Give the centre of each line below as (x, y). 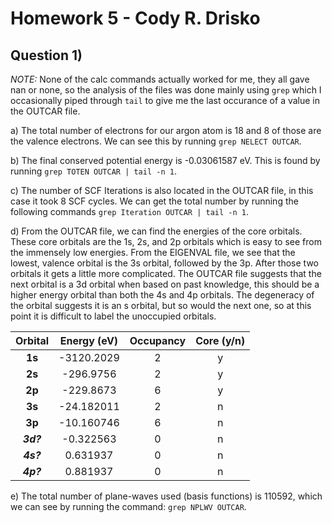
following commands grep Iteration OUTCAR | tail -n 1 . (129, 211)
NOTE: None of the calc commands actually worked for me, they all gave (160, 79)
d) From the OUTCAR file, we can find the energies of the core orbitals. (156, 231)
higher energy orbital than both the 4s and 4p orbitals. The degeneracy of (162, 295)
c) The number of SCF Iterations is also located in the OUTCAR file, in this (162, 190)
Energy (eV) (89, 340)
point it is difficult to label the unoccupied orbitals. (113, 316)
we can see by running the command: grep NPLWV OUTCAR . (128, 506)
